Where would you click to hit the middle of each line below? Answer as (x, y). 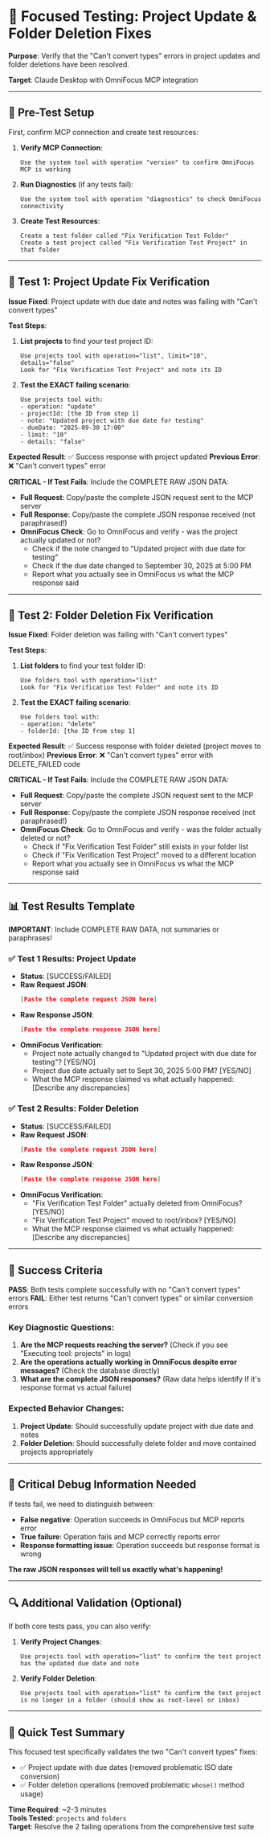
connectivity (42, 206)
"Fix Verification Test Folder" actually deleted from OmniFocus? (137, 1203)
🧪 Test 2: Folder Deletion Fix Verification (111, 615)
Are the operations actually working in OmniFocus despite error (128, 1362)
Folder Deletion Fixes (80, 33)
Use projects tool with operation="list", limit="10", (114, 356)
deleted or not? (45, 838)
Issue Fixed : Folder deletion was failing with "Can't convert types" (118, 635)
